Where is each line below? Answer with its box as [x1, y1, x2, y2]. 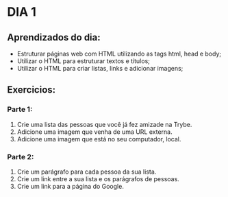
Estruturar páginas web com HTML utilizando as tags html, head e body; [16, 49, 221, 58]
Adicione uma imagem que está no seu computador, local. [16, 135, 181, 143]
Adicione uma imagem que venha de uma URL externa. [16, 128, 173, 136]
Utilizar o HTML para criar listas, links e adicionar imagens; [16, 65, 183, 72]
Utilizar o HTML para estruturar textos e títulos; [16, 57, 151, 65]
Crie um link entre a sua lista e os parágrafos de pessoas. [16, 174, 179, 183]
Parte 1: [7, 104, 33, 114]
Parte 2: [7, 152, 34, 161]
